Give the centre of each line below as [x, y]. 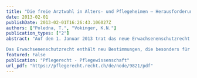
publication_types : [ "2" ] [38, 33]
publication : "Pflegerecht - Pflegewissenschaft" [68, 60]
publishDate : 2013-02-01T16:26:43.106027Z [59, 22]
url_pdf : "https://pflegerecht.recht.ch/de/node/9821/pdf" [80, 66]
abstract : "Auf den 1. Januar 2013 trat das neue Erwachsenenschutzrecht [98, 39]
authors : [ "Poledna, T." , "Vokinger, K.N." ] [61, 28]
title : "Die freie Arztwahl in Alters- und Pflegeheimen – [80, 11]
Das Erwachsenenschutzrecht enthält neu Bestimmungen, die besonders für [98, 50]
